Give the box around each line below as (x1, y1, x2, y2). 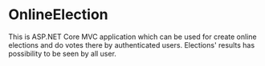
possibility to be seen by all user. (8, 49, 116, 58)
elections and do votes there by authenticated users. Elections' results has (8, 40, 255, 49)
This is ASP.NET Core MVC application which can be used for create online (8, 32, 257, 41)
